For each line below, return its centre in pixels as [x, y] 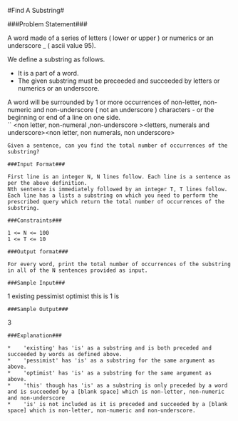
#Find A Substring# [36, 10]
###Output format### [38, 252]
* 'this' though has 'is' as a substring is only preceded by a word [118, 385]
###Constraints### [35, 220]
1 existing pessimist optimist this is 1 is [63, 296]
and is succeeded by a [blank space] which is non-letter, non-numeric [116, 392]
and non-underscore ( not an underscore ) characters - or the [124, 110]
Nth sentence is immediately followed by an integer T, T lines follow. [118, 189]
